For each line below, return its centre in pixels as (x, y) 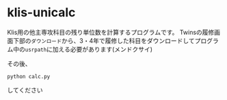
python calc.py (29, 76)
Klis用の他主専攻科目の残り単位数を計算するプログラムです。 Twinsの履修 (111, 32)
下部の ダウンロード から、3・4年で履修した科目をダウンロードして (104, 40)
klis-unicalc (41, 13)
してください (25, 90)
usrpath (36, 50)
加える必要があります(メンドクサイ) (102, 49)
